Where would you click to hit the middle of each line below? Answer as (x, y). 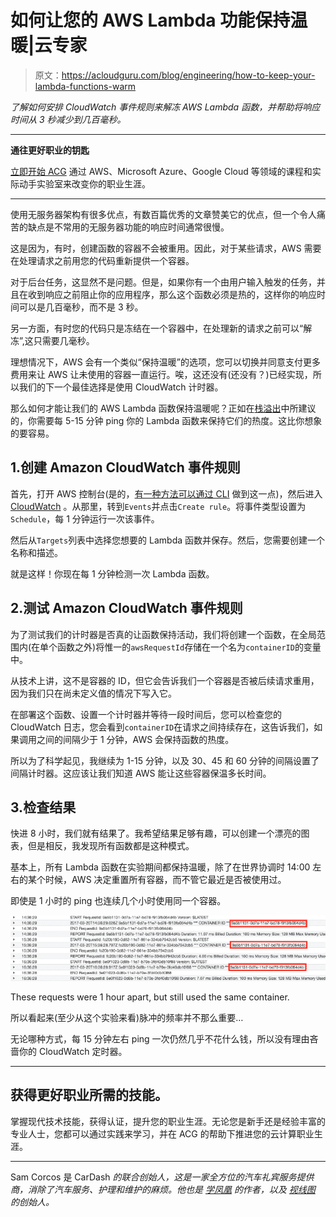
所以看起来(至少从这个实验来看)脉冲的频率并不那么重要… (127, 1017)
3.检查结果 (43, 807)
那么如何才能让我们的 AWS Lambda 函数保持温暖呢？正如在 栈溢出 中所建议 (163, 408)
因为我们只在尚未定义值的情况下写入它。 (93, 693)
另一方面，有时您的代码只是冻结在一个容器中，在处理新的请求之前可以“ (157, 328)
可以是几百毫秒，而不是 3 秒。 (81, 307)
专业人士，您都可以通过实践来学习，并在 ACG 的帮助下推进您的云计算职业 (162, 1133)
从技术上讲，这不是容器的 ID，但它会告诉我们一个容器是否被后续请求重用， (165, 680)
